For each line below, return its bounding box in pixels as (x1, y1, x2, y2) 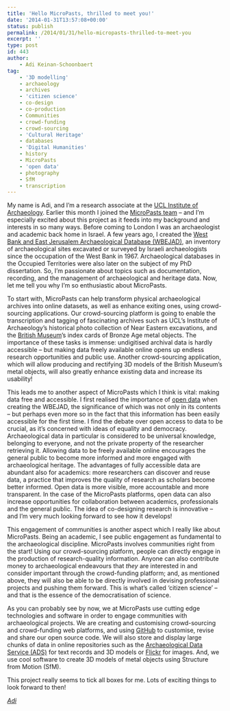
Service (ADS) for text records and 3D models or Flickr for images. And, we (7, 648, 220, 656)
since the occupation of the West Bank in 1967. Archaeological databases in (7, 252, 220, 261)
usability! (7, 375, 33, 383)
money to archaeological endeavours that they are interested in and (7, 562, 198, 570)
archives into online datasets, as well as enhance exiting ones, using (7, 302, 200, 310)
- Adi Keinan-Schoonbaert (19, 61, 94, 68)
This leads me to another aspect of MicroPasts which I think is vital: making (7, 388, 220, 397)
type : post (7, 42, 38, 49)
